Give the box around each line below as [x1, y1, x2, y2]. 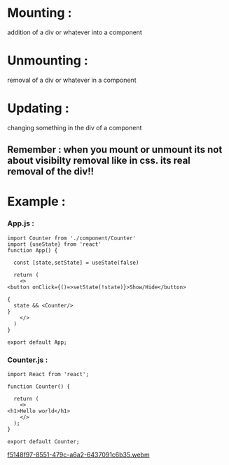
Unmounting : [7, 53, 89, 69]
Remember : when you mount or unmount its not [7, 144, 223, 155]
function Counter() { [7, 383, 71, 390]
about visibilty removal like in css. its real [7, 155, 191, 167]
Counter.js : [7, 355, 48, 365]
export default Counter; [7, 438, 80, 445]
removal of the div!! [7, 166, 95, 178]
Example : [7, 194, 66, 209]
